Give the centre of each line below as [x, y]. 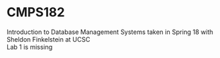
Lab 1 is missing [30, 47]
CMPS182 [36, 12]
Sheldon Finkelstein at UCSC [48, 39]
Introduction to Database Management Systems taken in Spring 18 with [110, 32]
